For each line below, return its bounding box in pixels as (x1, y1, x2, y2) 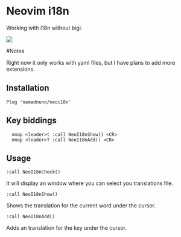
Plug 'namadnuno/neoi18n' (6, 99, 71, 105)
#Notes (6, 47, 25, 54)
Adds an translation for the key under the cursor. (6, 224, 127, 232)
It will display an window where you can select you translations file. (6, 180, 174, 187)
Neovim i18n (6, 4, 69, 18)
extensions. (6, 65, 35, 73)
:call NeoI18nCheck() (6, 169, 61, 175)
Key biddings (6, 115, 57, 126)
